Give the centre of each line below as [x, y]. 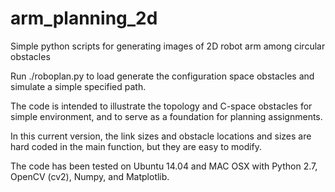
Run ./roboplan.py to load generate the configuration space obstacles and [162, 76]
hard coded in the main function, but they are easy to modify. [136, 146]
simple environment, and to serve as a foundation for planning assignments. [166, 116]
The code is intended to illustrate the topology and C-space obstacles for [161, 106]
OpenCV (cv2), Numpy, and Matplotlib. [90, 176]
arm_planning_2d [84, 18]
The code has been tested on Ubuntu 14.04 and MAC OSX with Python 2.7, [164, 166]
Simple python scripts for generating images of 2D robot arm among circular [168, 46]
